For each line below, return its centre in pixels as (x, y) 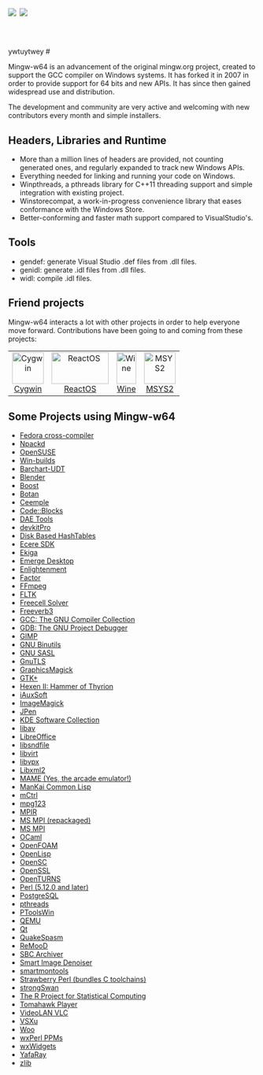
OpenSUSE (38, 452)
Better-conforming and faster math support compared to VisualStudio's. (136, 218)
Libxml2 (32, 770)
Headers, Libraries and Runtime (87, 140)
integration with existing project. (72, 193)
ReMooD (34, 946)
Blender (32, 477)
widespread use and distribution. (61, 92)
